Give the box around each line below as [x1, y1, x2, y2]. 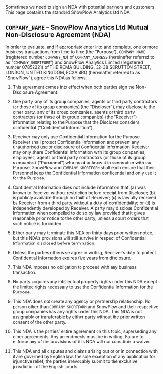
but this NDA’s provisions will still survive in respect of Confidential [12, 235, 146, 241]
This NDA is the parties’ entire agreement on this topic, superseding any [12, 328, 157, 334]
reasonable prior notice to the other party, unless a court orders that [12, 215, 149, 221]
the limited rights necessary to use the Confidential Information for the [12, 284, 153, 290]
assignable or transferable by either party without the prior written [12, 314, 145, 320]
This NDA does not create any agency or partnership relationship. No [12, 298, 151, 304]
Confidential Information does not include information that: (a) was [12, 184, 146, 190]
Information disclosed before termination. [12, 240, 96, 246]
